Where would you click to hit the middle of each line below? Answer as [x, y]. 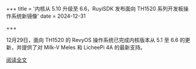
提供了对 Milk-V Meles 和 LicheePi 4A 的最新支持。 [84, 47]
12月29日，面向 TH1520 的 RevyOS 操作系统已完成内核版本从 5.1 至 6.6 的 [96, 40]
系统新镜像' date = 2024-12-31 [48, 16]
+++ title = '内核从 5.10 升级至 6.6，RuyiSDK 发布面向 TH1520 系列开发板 [95, 9]
